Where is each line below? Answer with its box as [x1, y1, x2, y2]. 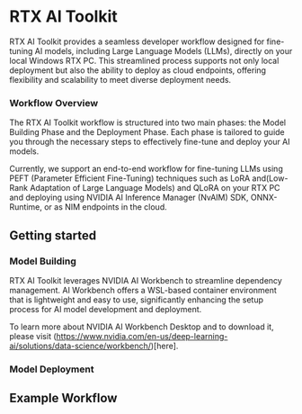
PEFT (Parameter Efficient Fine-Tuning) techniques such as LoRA [9, 173, 251, 184]
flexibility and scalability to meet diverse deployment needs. [9, 74, 232, 85]
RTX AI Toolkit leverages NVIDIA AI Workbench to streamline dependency [9, 274, 283, 285]
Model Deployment [9, 363, 94, 375]
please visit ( [9, 330, 57, 341]
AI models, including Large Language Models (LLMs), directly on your [34, 45, 293, 56]
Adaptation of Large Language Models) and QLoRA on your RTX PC [30, 183, 280, 193]
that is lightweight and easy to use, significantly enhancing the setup [9, 294, 263, 305]
